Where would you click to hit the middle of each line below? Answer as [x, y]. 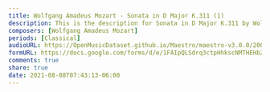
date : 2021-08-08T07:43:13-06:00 [64, 75]
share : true [28, 68]
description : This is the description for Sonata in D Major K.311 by [129, 23]
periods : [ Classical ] [45, 38]
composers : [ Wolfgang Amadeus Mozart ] [73, 30]
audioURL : [25, 46]
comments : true [34, 61]
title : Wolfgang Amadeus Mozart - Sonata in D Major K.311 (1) [117, 16]
